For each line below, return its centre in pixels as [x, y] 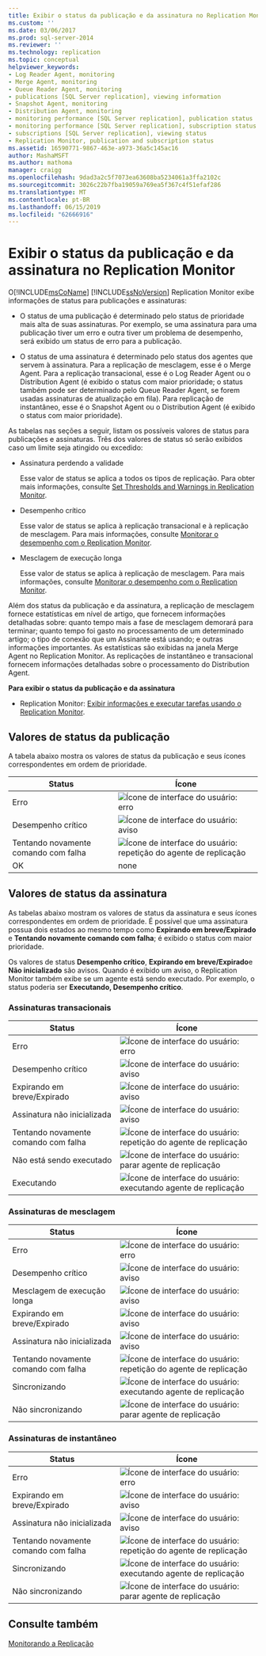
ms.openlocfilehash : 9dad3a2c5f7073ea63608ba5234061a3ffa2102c [115, 178]
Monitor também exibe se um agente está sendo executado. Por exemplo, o [131, 978]
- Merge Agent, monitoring [53, 82]
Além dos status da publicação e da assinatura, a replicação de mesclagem [131, 606]
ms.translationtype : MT [47, 192]
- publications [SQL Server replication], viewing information [115, 97]
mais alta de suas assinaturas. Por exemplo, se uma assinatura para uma [138, 325]
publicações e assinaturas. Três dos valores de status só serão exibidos [125, 440]
